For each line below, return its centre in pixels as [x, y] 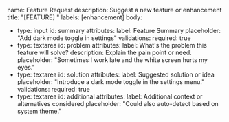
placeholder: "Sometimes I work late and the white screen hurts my [112, 60]
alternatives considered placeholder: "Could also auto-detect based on [118, 104]
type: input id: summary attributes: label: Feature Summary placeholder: [119, 31]
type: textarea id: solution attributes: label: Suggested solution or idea [116, 74]
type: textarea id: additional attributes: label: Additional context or [110, 96]
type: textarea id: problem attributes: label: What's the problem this [112, 45]
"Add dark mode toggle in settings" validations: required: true [104, 38]
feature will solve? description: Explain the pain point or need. [105, 52]
